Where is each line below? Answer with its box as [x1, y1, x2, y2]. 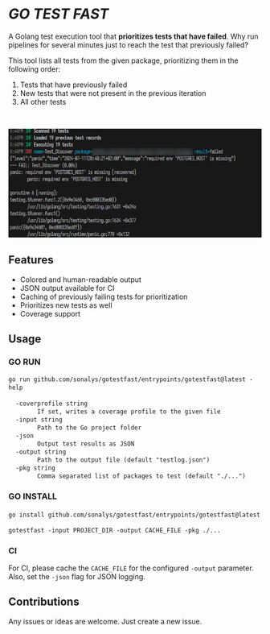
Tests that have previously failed [19, 80, 128, 89]
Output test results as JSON [37, 440, 135, 448]
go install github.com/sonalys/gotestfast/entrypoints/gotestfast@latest [8, 511, 261, 519]
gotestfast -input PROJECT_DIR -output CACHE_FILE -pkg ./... [8, 526, 221, 534]
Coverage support [19, 309, 80, 318]
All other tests [19, 97, 67, 106]
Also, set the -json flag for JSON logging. [8, 572, 146, 582]
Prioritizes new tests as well [19, 300, 112, 310]
